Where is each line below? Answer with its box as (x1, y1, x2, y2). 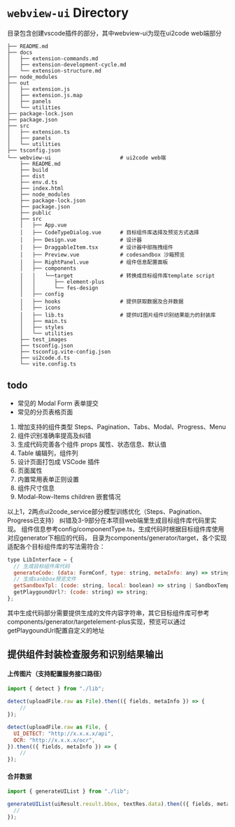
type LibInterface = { (7, 556, 73, 563)
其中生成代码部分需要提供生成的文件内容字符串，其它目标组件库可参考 (7, 608, 210, 617)
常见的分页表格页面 (17, 408, 73, 416)
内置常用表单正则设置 (17, 475, 79, 483)
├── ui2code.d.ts (20, 354, 71, 361)
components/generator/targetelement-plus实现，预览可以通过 (7, 617, 186, 626)
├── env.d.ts (20, 178, 58, 186)
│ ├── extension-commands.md (7, 55, 99, 62)
